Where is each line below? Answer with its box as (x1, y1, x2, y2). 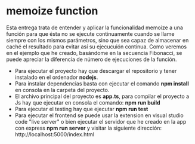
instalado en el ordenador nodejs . (14, 73, 98, 81)
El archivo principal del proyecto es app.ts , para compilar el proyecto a (14, 93, 190, 100)
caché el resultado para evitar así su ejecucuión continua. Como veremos (6, 43, 187, 50)
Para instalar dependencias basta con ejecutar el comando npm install (14, 79, 189, 87)
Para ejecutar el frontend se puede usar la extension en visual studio (14, 112, 184, 119)
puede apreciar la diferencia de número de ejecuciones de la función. (6, 56, 177, 63)
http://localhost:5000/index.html (14, 130, 94, 138)
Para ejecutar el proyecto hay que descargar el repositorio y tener (14, 67, 177, 74)
